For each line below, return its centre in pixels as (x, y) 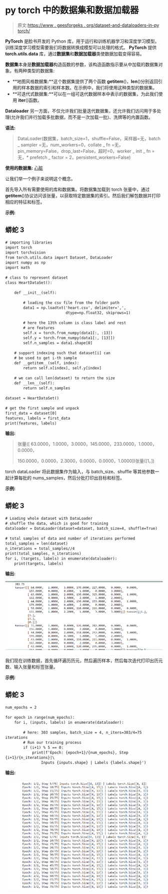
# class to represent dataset (37, 277)
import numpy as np (25, 262)
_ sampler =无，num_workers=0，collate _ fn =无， (70, 145)
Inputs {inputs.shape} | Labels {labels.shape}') (93, 762)
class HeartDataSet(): (29, 283)
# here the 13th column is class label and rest (75, 323)
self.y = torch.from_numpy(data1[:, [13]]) (69, 338)
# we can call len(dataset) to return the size (64, 378)
